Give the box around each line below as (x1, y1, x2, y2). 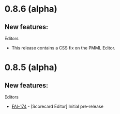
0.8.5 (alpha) (4, 62, 58, 73)
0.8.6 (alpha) (4, 3, 58, 15)
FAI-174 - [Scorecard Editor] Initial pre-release (11, 103, 104, 109)
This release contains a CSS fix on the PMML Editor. (11, 45, 116, 50)
